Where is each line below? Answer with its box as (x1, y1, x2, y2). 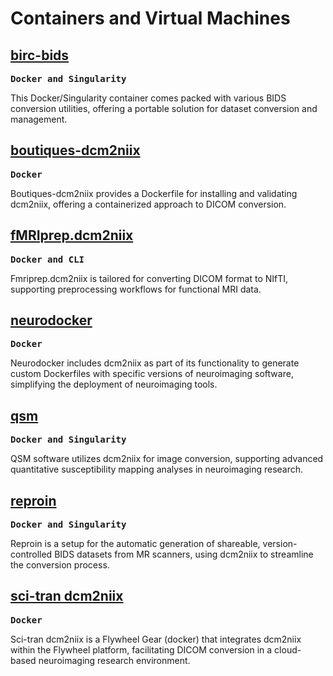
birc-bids (10, 47, 70, 64)
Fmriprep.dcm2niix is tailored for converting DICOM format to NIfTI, (10, 272, 289, 284)
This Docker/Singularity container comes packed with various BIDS (10, 92, 287, 104)
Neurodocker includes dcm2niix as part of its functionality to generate (10, 357, 300, 369)
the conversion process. (10, 559, 110, 571)
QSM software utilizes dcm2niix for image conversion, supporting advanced (10, 453, 324, 465)
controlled (10, 548, 53, 561)
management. (10, 113, 68, 125)
